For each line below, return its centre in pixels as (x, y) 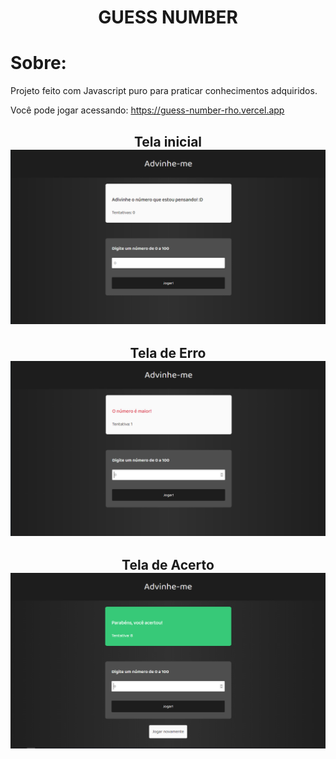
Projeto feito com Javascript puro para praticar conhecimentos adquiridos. (164, 91)
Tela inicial (168, 141)
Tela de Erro (168, 353)
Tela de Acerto (168, 565)
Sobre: (38, 63)
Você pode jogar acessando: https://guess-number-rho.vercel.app (147, 110)
